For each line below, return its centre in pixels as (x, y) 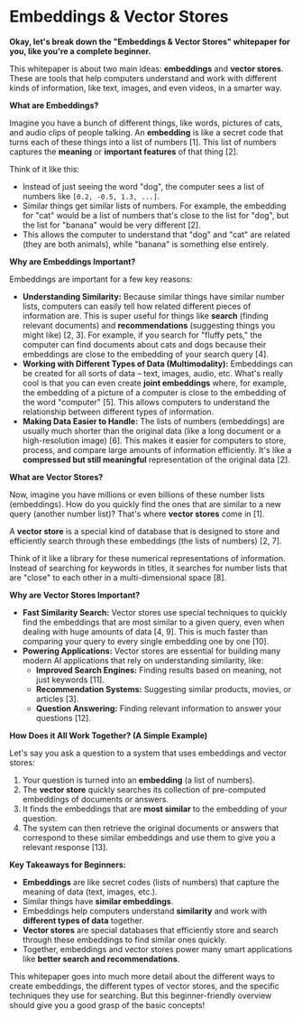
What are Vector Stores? (56, 477)
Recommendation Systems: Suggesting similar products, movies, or (164, 689)
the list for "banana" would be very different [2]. (111, 225)
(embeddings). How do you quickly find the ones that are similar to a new (146, 504)
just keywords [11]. (70, 680)
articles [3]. (57, 699)
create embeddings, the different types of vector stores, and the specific (144, 986)
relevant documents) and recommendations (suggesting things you (149, 325)
